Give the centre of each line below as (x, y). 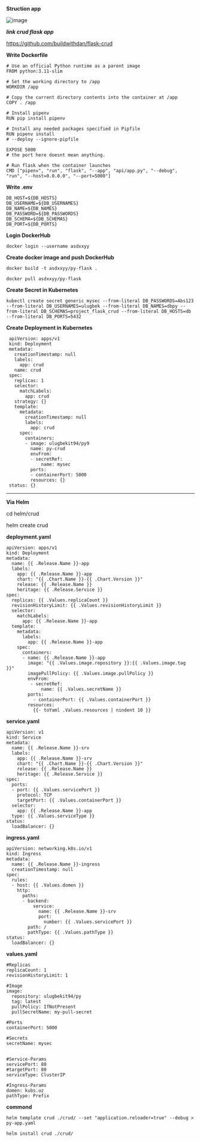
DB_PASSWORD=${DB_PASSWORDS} (42, 214)
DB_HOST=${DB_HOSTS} (32, 198)
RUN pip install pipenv (36, 119)
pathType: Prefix (28, 1096)
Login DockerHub (28, 235)
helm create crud (27, 525)
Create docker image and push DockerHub (60, 257)
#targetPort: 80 (26, 1070)
